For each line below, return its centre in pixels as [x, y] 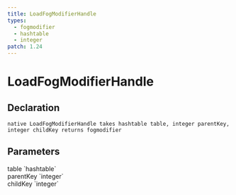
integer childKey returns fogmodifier [64, 130]
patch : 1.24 [25, 47]
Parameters [34, 152]
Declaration [34, 108]
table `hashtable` [32, 169]
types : [17, 20]
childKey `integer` [33, 184]
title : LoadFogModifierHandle [52, 14]
